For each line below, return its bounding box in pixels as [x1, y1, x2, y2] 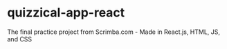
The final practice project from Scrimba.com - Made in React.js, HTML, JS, [7, 28, 220, 36]
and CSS [7, 35, 33, 43]
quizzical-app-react [7, 5, 125, 21]
